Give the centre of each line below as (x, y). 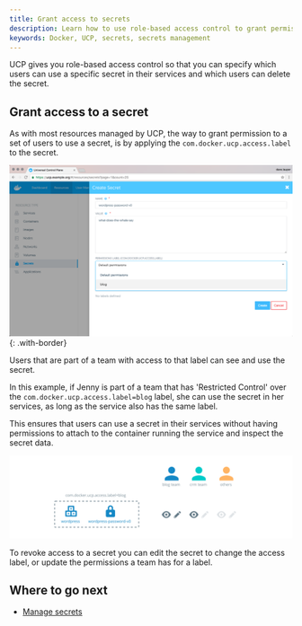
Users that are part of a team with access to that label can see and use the (147, 360)
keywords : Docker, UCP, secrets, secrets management (110, 38)
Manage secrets (52, 612)
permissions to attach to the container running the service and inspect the (147, 433)
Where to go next (58, 590)
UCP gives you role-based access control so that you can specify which (143, 65)
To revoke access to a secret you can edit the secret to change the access (147, 552)
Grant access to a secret (79, 112)
